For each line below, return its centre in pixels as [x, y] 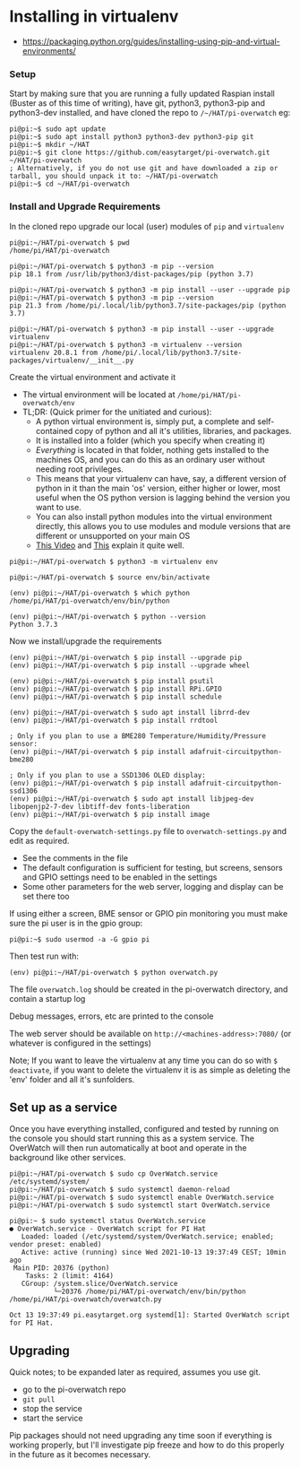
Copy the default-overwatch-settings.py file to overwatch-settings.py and [148, 830]
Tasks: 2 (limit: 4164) [70, 1276]
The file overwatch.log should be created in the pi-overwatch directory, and [149, 989]
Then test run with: [44, 956]
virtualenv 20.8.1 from [54, 352]
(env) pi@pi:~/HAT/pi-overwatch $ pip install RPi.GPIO [116, 689]
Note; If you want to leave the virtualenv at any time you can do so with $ [143, 1060]
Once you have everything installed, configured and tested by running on [144, 1129]
